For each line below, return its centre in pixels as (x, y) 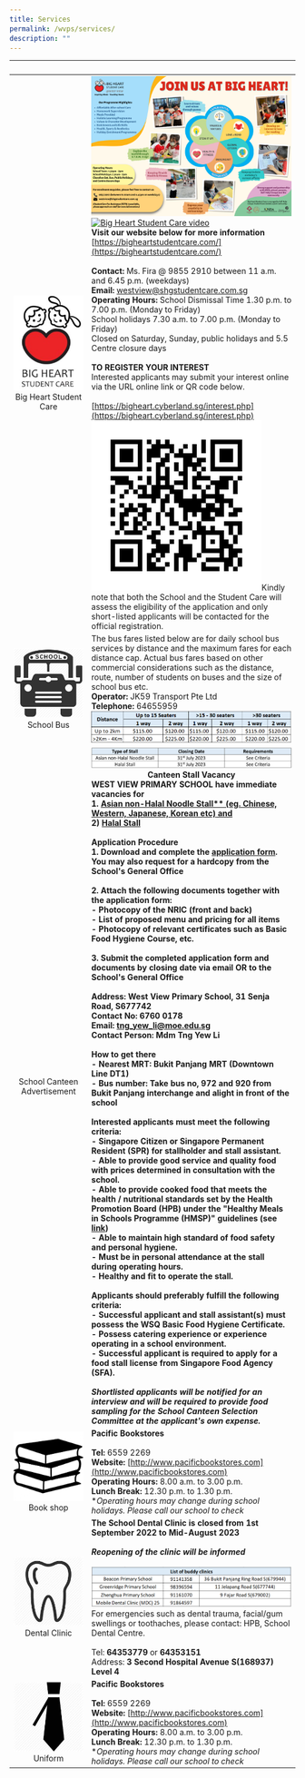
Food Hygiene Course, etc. (143, 938)
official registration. (127, 625)
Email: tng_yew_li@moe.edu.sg (151, 1025)
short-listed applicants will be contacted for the (180, 616)
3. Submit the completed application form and (180, 958)
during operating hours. (137, 1266)
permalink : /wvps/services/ (63, 29)
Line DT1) (110, 1073)
